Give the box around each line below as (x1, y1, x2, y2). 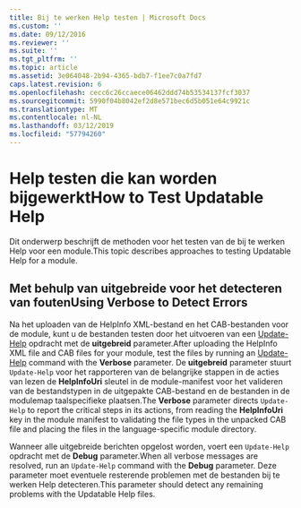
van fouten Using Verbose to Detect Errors (9, 295, 248, 310)
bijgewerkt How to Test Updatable (9, 187, 264, 208)
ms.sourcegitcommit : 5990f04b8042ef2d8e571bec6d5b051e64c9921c (9, 96, 251, 106)
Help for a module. (9, 254, 78, 265)
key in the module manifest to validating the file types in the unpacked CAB (9, 414, 287, 425)
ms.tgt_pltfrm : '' (9, 55, 78, 64)
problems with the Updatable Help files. (9, 488, 156, 499)
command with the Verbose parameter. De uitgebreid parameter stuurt (28, 357, 292, 367)
